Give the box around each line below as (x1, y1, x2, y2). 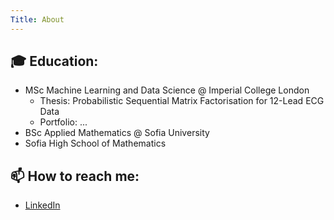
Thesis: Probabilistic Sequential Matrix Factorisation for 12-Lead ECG (39, 95, 325, 107)
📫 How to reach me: (10, 167, 140, 185)
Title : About (10, 14, 65, 25)
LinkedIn (24, 199, 61, 211)
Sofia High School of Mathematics (24, 137, 167, 150)
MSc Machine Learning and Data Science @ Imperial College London (24, 84, 310, 96)
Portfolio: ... (39, 116, 88, 128)
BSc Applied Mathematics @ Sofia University (24, 127, 210, 139)
